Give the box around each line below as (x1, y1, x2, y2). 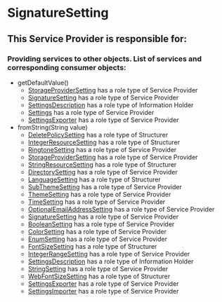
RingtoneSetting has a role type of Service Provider (27, 145, 177, 153)
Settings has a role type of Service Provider (27, 108, 155, 116)
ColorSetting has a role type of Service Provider (27, 227, 167, 235)
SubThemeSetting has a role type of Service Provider (27, 182, 183, 191)
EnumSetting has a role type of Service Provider (27, 235, 167, 243)
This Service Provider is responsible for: (7, 33, 188, 45)
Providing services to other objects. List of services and (7, 54, 202, 64)
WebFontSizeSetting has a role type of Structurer (27, 272, 171, 280)
